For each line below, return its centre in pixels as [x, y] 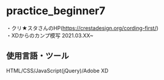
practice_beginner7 [56, 11]
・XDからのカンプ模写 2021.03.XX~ [50, 35]
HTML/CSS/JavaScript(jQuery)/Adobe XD [57, 71]
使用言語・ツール [38, 56]
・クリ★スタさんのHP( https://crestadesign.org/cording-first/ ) [82, 28]
